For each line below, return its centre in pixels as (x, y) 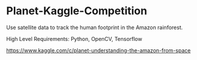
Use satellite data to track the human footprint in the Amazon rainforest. (95, 27)
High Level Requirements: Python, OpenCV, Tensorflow (74, 39)
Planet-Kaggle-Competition (77, 11)
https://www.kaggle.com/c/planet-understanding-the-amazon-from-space (99, 50)
